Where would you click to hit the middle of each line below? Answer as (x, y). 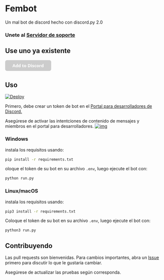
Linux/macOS (22, 191)
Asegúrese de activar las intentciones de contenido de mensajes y (72, 121)
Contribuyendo (29, 246)
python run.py (20, 178)
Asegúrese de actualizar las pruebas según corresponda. (63, 272)
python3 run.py (21, 230)
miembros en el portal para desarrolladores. (50, 126)
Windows (17, 139)
